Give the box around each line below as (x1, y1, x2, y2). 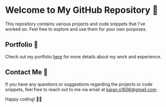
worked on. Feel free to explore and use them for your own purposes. (5, 26, 147, 32)
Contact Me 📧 (5, 68, 48, 76)
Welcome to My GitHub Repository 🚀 (5, 4, 159, 16)
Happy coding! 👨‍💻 (5, 96, 42, 102)
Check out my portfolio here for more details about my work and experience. (5, 53, 162, 59)
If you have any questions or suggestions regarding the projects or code (5, 81, 153, 87)
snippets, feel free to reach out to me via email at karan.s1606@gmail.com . (5, 86, 158, 92)
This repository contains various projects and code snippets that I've (5, 21, 145, 27)
